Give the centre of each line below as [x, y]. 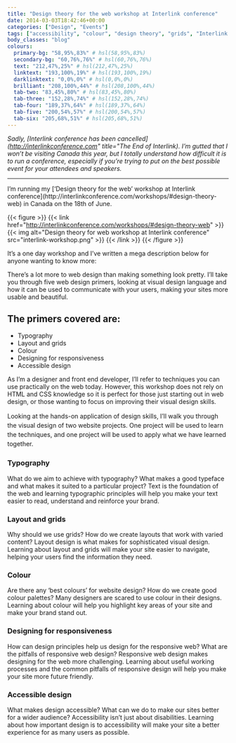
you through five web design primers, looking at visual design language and [117, 281]
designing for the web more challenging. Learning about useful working [111, 661]
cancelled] [133, 139]
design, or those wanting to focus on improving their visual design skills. [112, 402]
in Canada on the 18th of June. [68, 203]
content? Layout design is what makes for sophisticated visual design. [109, 542]
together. [20, 444]
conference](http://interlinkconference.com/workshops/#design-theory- [112, 196]
